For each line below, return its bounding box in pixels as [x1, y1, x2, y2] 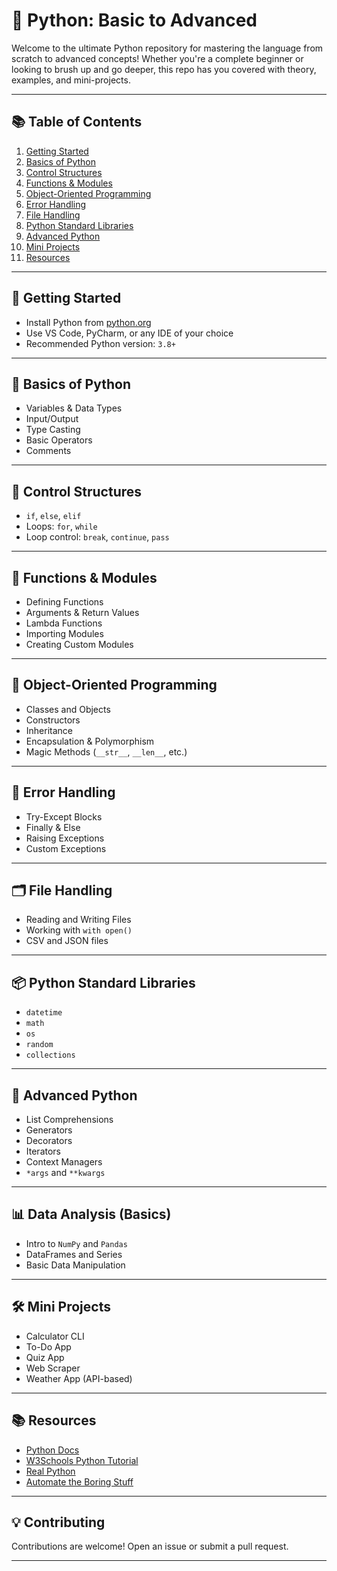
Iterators [25, 1145, 61, 1158]
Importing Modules [25, 628, 104, 639]
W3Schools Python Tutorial [25, 1454, 139, 1466]
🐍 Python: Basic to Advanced [11, 9, 258, 32]
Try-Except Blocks [25, 810, 103, 823]
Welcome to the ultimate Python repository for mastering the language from [11, 42, 324, 54]
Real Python [25, 1465, 76, 1477]
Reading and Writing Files [25, 914, 132, 926]
